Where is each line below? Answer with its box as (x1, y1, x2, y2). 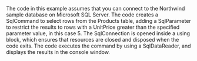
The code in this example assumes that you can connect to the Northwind (6, 5, 185, 12)
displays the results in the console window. (6, 49, 111, 55)
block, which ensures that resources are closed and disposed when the (6, 36, 179, 43)
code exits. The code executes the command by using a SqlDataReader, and (6, 42, 191, 49)
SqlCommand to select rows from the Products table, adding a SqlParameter (6, 18, 191, 24)
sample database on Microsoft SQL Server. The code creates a (6, 11, 159, 18)
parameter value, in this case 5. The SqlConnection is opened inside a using (6, 30, 190, 37)
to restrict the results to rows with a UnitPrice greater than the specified (6, 23, 180, 30)
